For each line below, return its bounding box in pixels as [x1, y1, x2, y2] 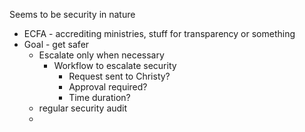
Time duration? [68, 92, 131, 103]
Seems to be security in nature [9, 9, 136, 20]
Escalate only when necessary [38, 49, 165, 61]
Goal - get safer [23, 39, 90, 50]
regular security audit [38, 102, 128, 114]
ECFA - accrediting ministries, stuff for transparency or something [23, 28, 296, 39]
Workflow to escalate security [53, 60, 177, 71]
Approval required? [68, 81, 148, 93]
